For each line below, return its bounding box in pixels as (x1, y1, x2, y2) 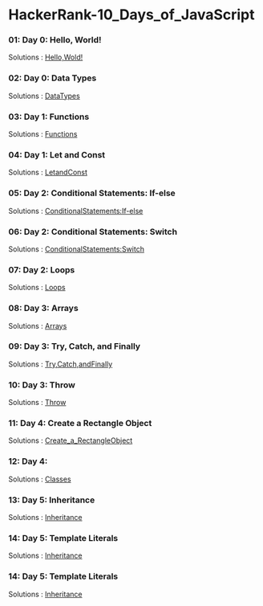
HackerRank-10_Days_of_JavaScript (8, 6, 255, 24)
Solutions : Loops (8, 283, 66, 293)
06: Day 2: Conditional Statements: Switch (8, 226, 178, 237)
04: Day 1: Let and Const (8, 149, 106, 160)
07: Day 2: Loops (8, 264, 75, 275)
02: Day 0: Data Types (8, 72, 97, 84)
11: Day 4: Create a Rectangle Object (8, 418, 152, 429)
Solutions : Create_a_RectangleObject (8, 436, 133, 445)
